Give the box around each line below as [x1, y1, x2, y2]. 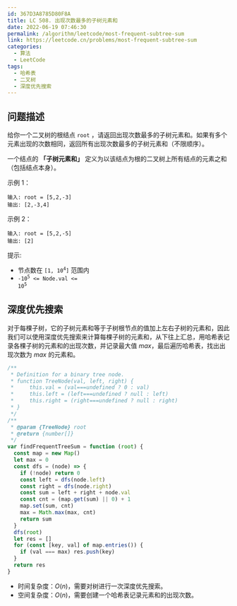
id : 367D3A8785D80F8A [7, 10, 71, 18]
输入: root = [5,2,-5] [7, 231, 72, 238]
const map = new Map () [13, 450, 80, 457]
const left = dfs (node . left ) [20, 476, 106, 483]
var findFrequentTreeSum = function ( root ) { [7, 443, 143, 450]
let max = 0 [13, 457, 49, 464]
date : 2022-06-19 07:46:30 [7, 23, 87, 30]
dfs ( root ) [13, 528, 42, 536]
